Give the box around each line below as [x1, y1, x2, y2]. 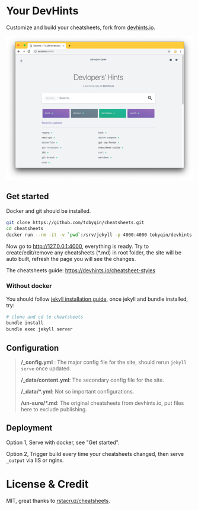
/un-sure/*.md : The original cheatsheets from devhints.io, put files [20, 399, 184, 407]
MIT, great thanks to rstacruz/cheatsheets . [6, 497, 111, 504]
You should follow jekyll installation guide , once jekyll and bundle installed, [6, 295, 189, 303]
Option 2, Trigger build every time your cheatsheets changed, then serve [6, 450, 184, 457]
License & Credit [6, 477, 89, 491]
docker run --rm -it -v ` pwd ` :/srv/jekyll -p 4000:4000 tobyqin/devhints [6, 232, 193, 238]
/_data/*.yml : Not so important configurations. [20, 388, 135, 395]
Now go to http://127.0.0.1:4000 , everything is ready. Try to [6, 243, 149, 250]
